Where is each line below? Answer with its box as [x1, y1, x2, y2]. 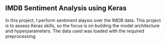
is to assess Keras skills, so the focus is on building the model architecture [5, 22, 160, 28]
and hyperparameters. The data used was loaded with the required [5, 27, 145, 34]
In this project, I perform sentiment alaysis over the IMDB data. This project [5, 17, 161, 23]
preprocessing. [5, 33, 37, 39]
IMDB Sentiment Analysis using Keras [5, 4, 127, 12]
